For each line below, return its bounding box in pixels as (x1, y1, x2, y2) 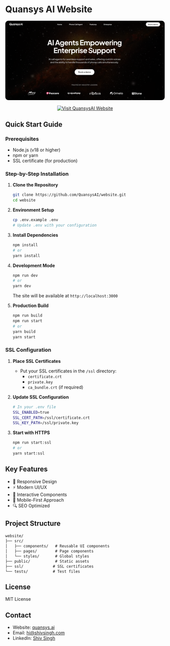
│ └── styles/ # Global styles (5, 553, 90, 559)
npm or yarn (12, 152, 38, 159)
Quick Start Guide (5, 120, 63, 129)
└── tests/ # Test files (5, 569, 80, 574)
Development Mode (12, 262, 55, 268)
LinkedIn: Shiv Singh (12, 635, 56, 641)
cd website (12, 198, 36, 203)
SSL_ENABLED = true (12, 410, 50, 415)
